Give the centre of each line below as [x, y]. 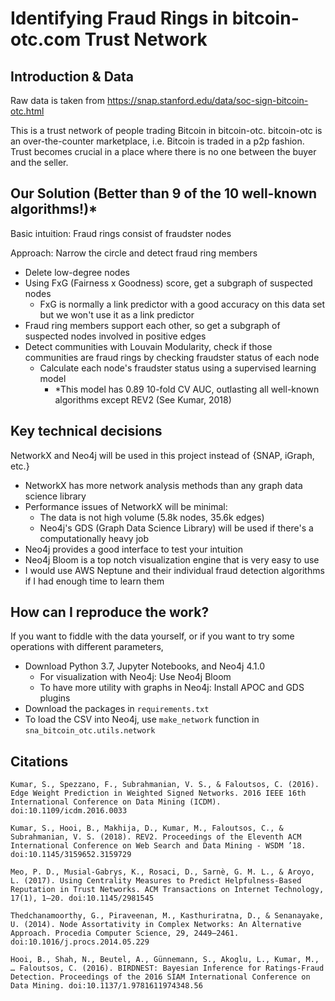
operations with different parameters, [87, 647]
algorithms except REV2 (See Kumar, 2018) [143, 399]
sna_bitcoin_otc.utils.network [90, 731]
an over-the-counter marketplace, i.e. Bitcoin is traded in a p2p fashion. [157, 141]
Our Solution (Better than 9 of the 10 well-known [164, 193]
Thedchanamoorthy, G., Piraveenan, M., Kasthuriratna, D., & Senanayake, [167, 916]
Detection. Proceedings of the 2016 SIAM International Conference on [160, 977]
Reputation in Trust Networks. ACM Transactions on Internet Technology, [167, 890]
